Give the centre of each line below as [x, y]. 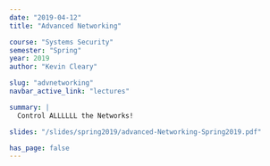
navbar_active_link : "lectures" [69, 91]
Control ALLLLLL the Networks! [76, 116]
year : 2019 [30, 59]
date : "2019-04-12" [46, 17]
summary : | [30, 107]
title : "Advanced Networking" [66, 26]
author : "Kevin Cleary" [54, 67]
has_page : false [39, 148]
